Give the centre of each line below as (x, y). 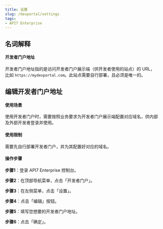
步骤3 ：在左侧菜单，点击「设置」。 (40, 191)
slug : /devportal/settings (32, 14)
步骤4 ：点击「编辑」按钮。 (32, 201)
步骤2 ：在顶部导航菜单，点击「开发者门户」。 (50, 180)
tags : (10, 18)
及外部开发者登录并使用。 (31, 123)
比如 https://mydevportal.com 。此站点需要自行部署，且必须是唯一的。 (75, 75)
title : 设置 (16, 9)
